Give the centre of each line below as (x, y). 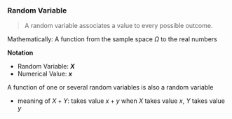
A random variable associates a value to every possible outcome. (118, 26)
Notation (20, 53)
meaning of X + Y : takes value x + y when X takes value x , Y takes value (121, 101)
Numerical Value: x (45, 74)
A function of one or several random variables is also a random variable (110, 87)
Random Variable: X (46, 66)
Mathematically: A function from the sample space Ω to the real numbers (112, 39)
